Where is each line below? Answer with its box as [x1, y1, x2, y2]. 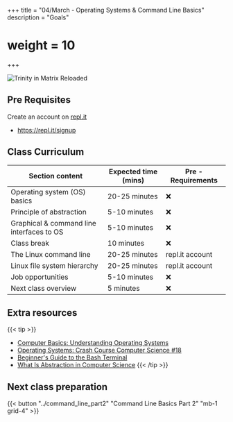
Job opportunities [10, 272, 69, 282]
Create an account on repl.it [7, 112, 87, 121]
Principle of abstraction [10, 207, 87, 217]
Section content [28, 171, 83, 180]
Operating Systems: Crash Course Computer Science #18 [17, 346, 182, 355]
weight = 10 [7, 37, 76, 53]
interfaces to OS [10, 227, 64, 237]
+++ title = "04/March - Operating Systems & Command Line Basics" [7, 6, 205, 14]
